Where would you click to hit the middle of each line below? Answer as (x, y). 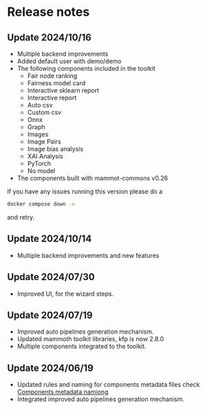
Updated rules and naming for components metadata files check (108, 385)
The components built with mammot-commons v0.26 (92, 178)
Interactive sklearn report (63, 90)
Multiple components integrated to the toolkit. (81, 346)
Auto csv (40, 105)
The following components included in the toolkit (86, 68)
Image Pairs (44, 141)
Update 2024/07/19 (50, 315)
